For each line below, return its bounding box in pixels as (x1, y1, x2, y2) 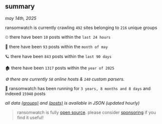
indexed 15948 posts (5, 91, 46, 96)
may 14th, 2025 (5, 15, 37, 21)
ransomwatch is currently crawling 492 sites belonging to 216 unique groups (5, 25, 158, 31)
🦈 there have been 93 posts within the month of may (5, 44, 108, 49)
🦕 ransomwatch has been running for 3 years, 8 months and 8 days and (5, 85, 151, 91)
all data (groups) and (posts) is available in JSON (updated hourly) (5, 100, 140, 106)
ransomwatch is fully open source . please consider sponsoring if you (17, 109, 156, 115)
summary (5, 2, 35, 11)
